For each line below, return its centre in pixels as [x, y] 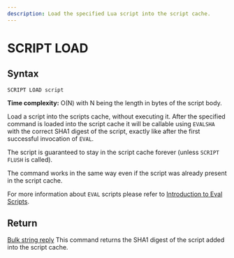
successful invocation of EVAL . [51, 138]
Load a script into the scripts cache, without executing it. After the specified [116, 116]
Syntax [23, 74]
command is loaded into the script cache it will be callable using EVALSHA [111, 123]
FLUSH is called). [30, 159]
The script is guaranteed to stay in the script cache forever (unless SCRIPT [114, 152]
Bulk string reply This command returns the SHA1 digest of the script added [116, 240]
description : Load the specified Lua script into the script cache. [109, 14]
